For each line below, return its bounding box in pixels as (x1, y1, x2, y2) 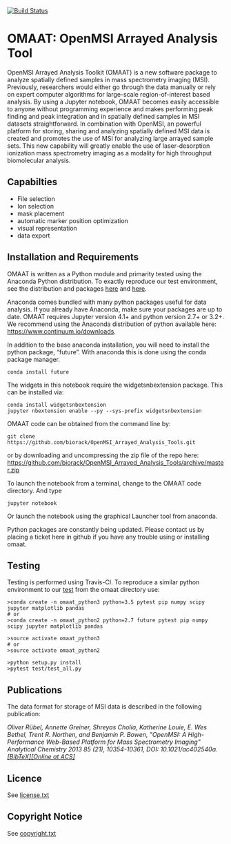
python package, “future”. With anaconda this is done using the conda (7, 347, 207, 356)
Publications (7, 684, 63, 696)
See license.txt (7, 791, 50, 799)
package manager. (7, 355, 61, 363)
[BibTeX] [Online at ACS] (7, 753, 76, 761)
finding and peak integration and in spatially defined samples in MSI (7, 112, 200, 120)
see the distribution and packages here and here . (7, 284, 147, 293)
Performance (7, 738, 45, 746)
